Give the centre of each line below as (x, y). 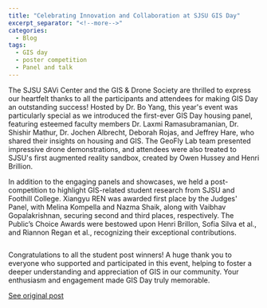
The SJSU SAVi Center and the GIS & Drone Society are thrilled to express (130, 90)
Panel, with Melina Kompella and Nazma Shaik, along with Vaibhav (117, 207)
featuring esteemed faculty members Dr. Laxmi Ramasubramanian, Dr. (124, 123)
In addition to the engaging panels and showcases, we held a (109, 181)
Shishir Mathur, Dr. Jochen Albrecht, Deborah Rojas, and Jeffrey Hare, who (132, 132)
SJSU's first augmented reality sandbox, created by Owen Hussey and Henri (134, 158)
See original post (36, 295)
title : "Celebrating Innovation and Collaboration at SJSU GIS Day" (124, 16)
